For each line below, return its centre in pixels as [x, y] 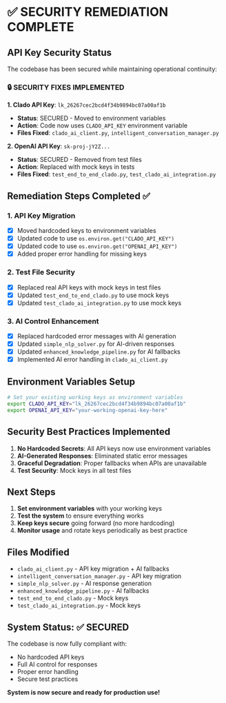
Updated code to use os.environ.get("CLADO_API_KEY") [95, 238]
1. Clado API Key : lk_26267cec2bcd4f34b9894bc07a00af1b [86, 105]
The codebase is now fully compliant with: [67, 643]
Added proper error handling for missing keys [82, 254]
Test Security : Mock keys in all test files [74, 470]
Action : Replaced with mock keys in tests [76, 167]
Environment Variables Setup [71, 381]
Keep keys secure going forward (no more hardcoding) [96, 523]
